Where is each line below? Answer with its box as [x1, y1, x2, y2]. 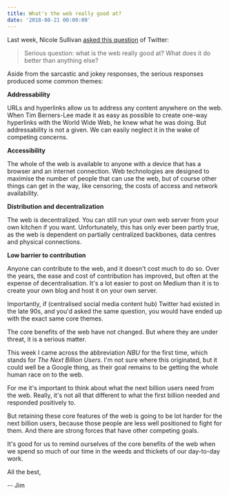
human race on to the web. [7, 370, 84, 378]
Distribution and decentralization [7, 202, 104, 210]
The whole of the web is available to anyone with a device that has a [7, 159, 201, 168]
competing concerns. [7, 132, 68, 141]
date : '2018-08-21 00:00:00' [7, 17, 91, 23]
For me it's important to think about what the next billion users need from [7, 383, 215, 392]
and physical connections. [7, 237, 82, 245]
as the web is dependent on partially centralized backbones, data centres [7, 230, 216, 239]
